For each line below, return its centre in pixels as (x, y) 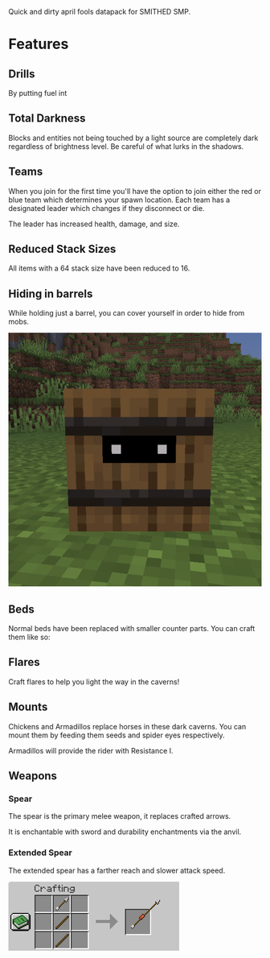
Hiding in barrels (51, 293)
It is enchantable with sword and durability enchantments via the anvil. (125, 832)
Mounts (28, 707)
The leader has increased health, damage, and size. (94, 224)
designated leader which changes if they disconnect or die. (106, 208)
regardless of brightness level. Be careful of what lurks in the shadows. (126, 146)
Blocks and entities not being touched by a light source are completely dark (133, 138)
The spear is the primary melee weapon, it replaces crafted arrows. (120, 816)
